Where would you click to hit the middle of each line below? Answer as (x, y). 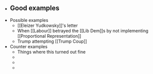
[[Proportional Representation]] (49, 36)
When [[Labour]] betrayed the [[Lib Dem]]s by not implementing (83, 31)
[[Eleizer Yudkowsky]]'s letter (47, 25)
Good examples (35, 8)
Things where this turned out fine (51, 52)
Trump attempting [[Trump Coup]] (52, 41)
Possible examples (29, 20)
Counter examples (29, 46)
